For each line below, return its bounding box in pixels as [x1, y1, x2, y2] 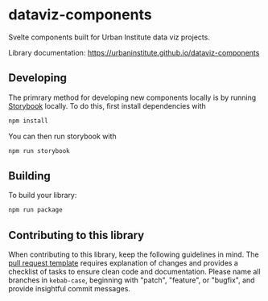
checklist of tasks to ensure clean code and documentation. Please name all [8, 267, 261, 276]
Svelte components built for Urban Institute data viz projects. [8, 32, 211, 42]
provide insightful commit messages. [8, 284, 131, 293]
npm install [8, 117, 48, 125]
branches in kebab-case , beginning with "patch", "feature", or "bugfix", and [8, 275, 255, 285]
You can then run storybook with [8, 131, 117, 141]
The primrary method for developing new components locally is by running [8, 93, 257, 102]
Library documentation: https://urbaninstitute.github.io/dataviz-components [8, 47, 260, 57]
